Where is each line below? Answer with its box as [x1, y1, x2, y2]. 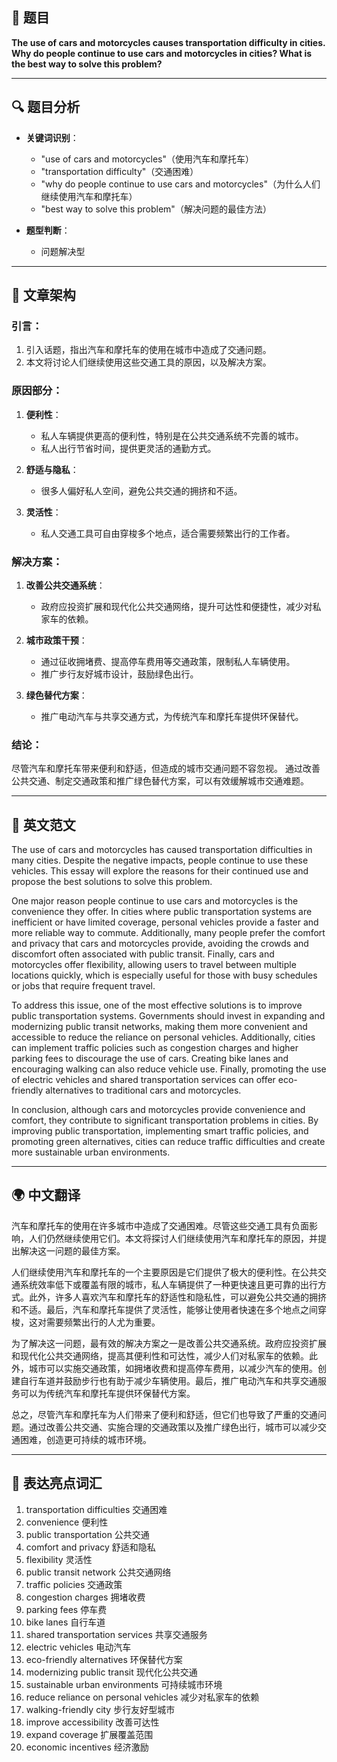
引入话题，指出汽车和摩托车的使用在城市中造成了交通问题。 [25, 344, 272, 356]
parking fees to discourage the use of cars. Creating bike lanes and [11, 1053, 289, 1065]
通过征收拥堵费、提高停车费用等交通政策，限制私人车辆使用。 [40, 655, 296, 667]
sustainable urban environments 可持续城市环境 [25, 1678, 223, 1690]
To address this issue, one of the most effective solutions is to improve [11, 999, 303, 1012]
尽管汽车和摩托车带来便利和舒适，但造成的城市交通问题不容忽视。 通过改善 [11, 763, 321, 775]
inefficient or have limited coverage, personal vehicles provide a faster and [11, 916, 319, 928]
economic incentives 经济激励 [25, 1741, 149, 1753]
